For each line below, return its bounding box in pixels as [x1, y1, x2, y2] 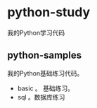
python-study [7, 4, 91, 20]
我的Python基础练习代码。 [7, 68, 84, 78]
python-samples [7, 49, 82, 61]
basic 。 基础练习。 [17, 84, 75, 92]
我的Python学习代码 [7, 28, 65, 37]
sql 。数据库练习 [17, 92, 65, 101]
